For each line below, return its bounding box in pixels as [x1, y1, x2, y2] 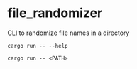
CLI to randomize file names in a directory [7, 28, 130, 37]
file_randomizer [7, 5, 103, 21]
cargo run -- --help [7, 42, 69, 49]
